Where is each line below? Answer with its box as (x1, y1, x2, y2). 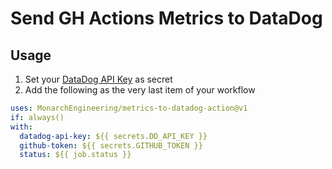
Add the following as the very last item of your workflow (24, 84, 256, 96)
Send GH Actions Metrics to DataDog (10, 7, 323, 30)
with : (10, 122, 33, 132)
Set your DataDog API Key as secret (24, 73, 173, 85)
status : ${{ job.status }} (19, 150, 132, 160)
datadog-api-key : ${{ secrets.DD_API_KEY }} (19, 131, 208, 141)
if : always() (10, 112, 65, 122)
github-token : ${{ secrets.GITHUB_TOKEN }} (19, 140, 203, 151)
